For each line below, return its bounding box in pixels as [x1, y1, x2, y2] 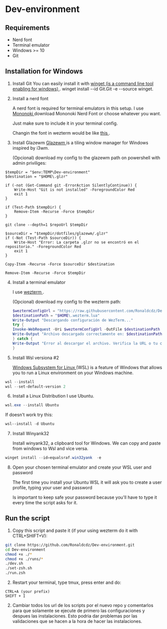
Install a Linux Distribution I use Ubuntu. [12, 393, 95, 399]
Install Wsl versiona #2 [12, 355, 59, 361]
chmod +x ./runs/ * [5, 556, 43, 561]
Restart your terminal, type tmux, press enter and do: [12, 579, 121, 585]
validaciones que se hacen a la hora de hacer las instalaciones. [12, 618, 143, 624]
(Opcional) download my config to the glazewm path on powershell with [12, 154, 161, 161]
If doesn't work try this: [5, 412, 53, 418]
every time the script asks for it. [12, 500, 78, 506]
